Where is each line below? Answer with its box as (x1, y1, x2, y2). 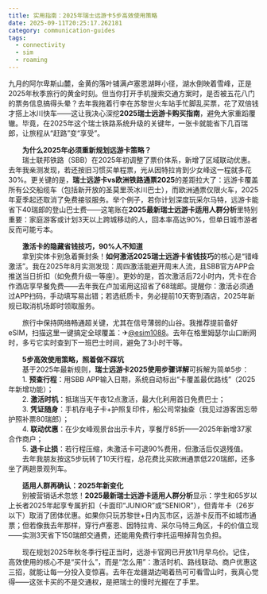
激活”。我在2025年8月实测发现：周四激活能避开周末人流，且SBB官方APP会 (8, 261, 255, 271)
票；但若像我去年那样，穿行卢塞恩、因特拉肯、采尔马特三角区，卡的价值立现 (8, 520, 259, 530)
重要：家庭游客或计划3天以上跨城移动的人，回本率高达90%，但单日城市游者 (8, 214, 258, 224)
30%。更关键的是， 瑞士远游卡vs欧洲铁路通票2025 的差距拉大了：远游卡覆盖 (8, 175, 259, 184)
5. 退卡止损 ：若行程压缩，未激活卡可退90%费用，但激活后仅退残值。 (21, 444, 248, 453)
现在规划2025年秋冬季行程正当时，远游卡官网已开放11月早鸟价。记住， (21, 547, 254, 557)
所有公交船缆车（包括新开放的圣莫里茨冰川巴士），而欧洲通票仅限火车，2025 (8, 184, 259, 195)
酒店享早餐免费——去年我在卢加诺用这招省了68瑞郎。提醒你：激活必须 (14, 281, 247, 291)
